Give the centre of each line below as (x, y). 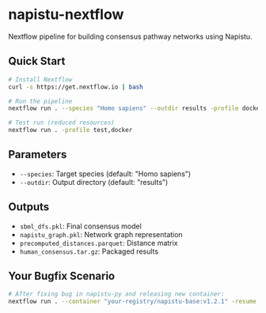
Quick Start (37, 61)
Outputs (29, 207)
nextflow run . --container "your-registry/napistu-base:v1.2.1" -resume (133, 302)
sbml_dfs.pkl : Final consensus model (81, 226)
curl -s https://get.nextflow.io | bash (76, 87)
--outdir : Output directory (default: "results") (94, 182)
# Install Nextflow (40, 79)
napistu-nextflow (66, 15)
